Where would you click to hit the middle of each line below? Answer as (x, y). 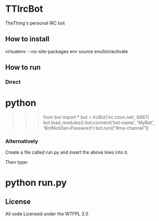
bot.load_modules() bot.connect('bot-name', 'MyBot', (99, 122)
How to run (23, 68)
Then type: (17, 162)
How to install (27, 39)
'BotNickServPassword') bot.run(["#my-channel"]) (96, 128)
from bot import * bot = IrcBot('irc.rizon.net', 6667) (96, 117)
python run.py (36, 183)
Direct (13, 82)
